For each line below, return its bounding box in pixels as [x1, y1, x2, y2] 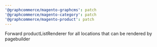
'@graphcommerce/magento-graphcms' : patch [5, 7, 97, 13]
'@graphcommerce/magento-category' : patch [5, 12, 97, 17]
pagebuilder [5, 36, 30, 42]
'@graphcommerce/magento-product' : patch [5, 17, 95, 22]
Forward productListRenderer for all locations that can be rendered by [5, 31, 152, 37]
